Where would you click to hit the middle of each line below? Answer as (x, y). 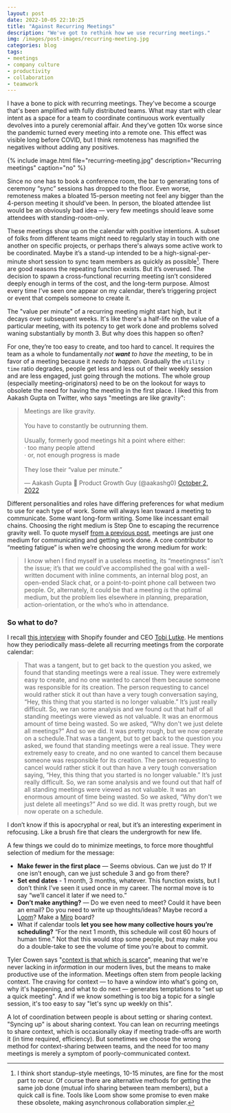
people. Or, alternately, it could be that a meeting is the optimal (113, 590)
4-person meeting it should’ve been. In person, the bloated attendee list (109, 203)
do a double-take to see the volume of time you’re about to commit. (112, 947)
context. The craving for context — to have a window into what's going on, (113, 982)
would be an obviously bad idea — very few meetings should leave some (111, 210)
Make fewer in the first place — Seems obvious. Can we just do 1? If (114, 866)
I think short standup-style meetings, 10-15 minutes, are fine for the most (120, 1073)
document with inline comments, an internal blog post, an (127, 575)
